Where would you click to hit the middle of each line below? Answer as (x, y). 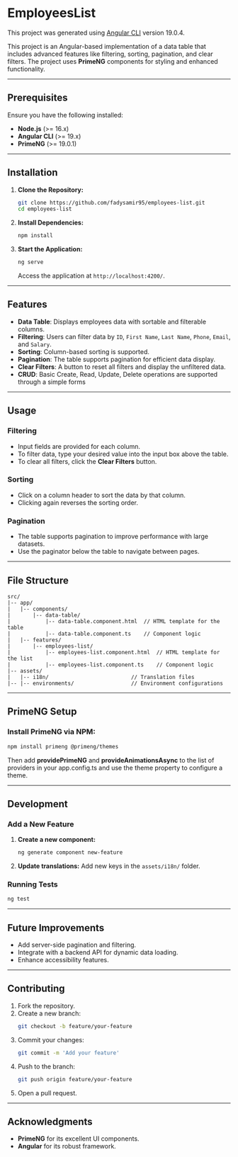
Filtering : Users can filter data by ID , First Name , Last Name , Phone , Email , (124, 336)
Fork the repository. (46, 1005)
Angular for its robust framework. (67, 1146)
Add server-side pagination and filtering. (77, 945)
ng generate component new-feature (70, 853)
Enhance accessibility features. (63, 960)
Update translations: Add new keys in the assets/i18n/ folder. (109, 866)
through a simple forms (52, 382)
